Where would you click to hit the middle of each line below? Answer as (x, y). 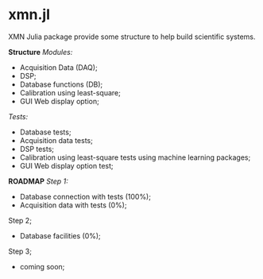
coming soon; (42, 266)
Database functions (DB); (61, 84)
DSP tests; (37, 149)
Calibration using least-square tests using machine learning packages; (135, 157)
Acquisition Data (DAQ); (58, 67)
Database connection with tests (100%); (85, 196)
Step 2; (20, 220)
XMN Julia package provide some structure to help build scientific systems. (132, 37)
